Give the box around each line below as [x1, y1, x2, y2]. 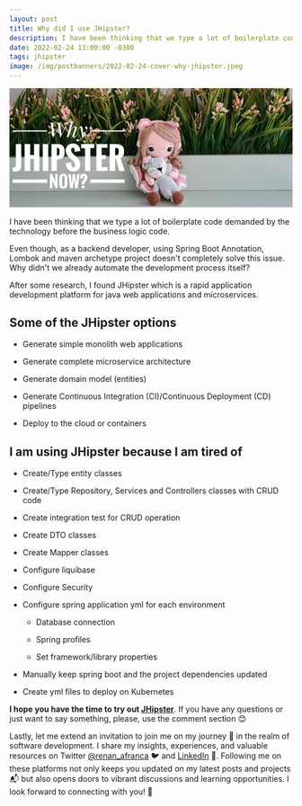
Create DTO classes [22, 530, 97, 541]
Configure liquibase [22, 564, 96, 575]
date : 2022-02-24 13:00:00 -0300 [9, 43, 135, 52]
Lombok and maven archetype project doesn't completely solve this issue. [9, 252, 285, 263]
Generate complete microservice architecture [22, 356, 191, 368]
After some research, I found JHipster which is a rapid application [9, 279, 253, 290]
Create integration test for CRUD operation [22, 512, 181, 523]
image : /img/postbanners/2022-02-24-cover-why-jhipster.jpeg [9, 62, 244, 71]
